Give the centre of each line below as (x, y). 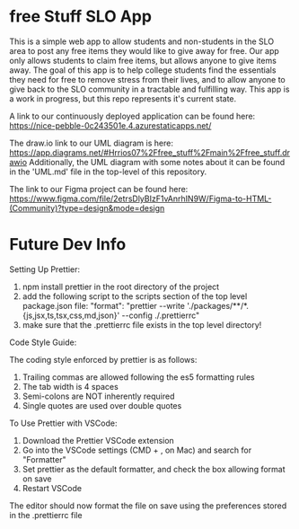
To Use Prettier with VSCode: (63, 423)
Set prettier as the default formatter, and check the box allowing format (154, 469)
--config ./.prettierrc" (161, 315)
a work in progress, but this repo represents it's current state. (123, 98)
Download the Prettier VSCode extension (98, 440)
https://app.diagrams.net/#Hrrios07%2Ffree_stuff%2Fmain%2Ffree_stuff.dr (149, 152)
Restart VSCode (52, 488)
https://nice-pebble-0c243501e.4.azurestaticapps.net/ (110, 125)
